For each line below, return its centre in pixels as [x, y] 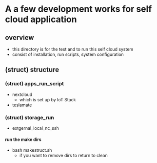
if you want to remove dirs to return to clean [64, 156]
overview [20, 37]
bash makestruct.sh [32, 150]
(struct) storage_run [30, 117]
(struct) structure [32, 70]
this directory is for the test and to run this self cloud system [73, 49]
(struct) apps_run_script [35, 84]
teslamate [22, 105]
